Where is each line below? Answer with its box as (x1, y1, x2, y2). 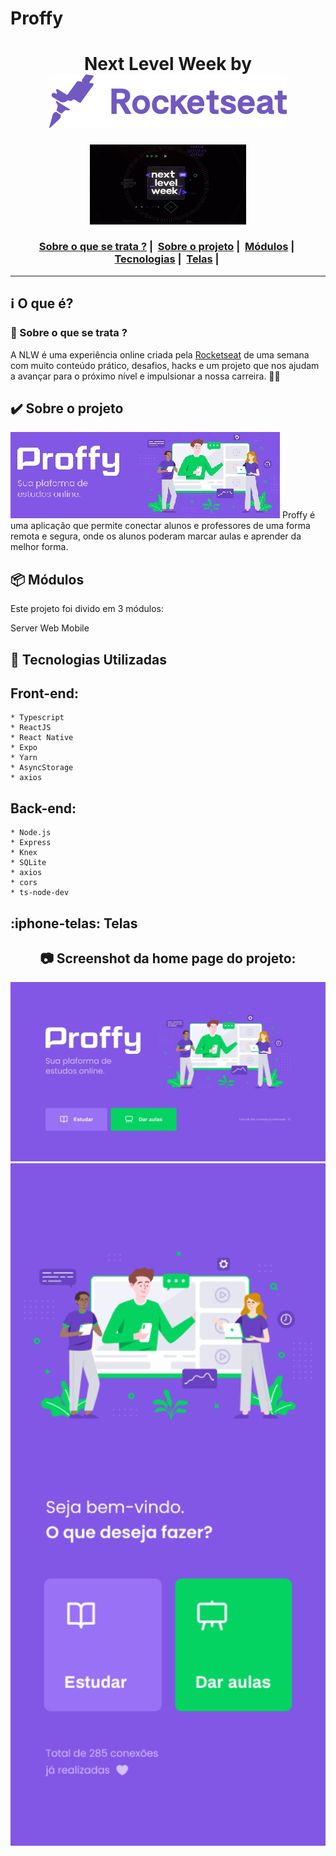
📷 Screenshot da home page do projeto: (39, 950, 297, 967)
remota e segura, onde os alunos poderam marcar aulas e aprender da (10, 530, 302, 542)
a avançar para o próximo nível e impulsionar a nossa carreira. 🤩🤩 (10, 370, 281, 382)
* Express (10, 838, 52, 848)
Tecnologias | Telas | (114, 252, 220, 266)
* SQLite (10, 858, 47, 868)
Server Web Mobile (10, 622, 90, 634)
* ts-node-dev (10, 888, 70, 898)
